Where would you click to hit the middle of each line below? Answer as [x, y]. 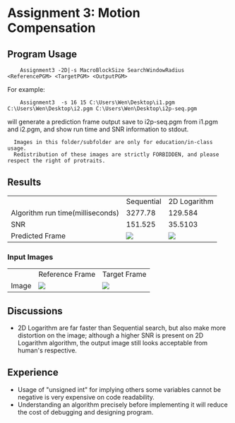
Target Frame [124, 275]
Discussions [35, 311]
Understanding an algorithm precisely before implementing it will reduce [122, 405]
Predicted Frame [38, 236]
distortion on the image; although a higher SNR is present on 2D [110, 335]
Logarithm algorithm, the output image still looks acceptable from [113, 342]
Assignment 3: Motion [74, 13]
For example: [26, 89]
